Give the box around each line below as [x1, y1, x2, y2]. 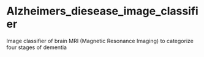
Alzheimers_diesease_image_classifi [6, 4, 199, 18]
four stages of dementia [6, 44, 67, 51]
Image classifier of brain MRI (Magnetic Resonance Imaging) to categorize [6, 37, 194, 44]
